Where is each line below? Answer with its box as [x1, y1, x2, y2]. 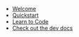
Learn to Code [12, 18, 49, 25]
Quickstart [12, 12, 39, 19]
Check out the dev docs [12, 24, 73, 32]
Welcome [12, 5, 37, 12]
